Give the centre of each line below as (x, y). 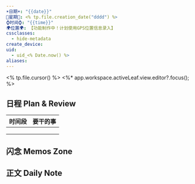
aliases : (17, 61)
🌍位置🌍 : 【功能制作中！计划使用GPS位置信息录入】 (61, 28)
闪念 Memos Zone (39, 151)
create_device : (25, 45)
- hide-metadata (31, 39)
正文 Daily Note (34, 173)
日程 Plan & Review (41, 103)
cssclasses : (21, 34)
